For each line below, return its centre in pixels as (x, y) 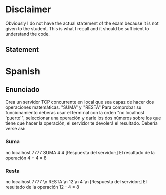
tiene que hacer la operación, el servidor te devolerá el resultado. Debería (82, 123)
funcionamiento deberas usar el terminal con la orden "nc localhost (75, 113)
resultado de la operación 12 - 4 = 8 (42, 187)
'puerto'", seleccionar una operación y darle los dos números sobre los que (83, 118)
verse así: (15, 129)
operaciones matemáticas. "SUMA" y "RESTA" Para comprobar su (73, 107)
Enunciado (22, 90)
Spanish (23, 71)
